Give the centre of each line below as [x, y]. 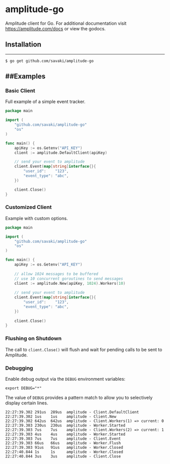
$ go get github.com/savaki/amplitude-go [50, 61]
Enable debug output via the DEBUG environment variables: [65, 379]
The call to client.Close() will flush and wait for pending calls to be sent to [84, 349]
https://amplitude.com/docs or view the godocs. [56, 28]
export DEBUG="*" [24, 388]
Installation [23, 45]
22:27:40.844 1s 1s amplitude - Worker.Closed [64, 452]
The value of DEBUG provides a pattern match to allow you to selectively [79, 397]
